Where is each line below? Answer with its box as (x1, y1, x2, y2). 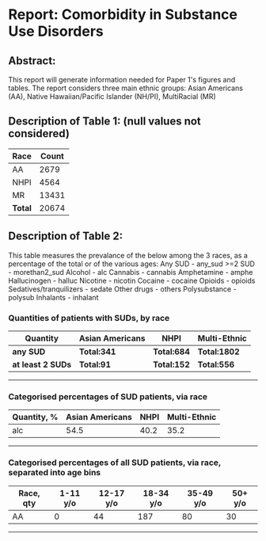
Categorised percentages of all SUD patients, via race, (8, 457, 222, 468)
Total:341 (78, 346, 116, 357)
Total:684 (153, 346, 190, 357)
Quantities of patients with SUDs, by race (8, 312, 170, 323)
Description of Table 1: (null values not (8, 115, 202, 128)
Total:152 (153, 359, 190, 370)
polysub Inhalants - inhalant (8, 292, 99, 302)
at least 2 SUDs (12, 359, 72, 370)
